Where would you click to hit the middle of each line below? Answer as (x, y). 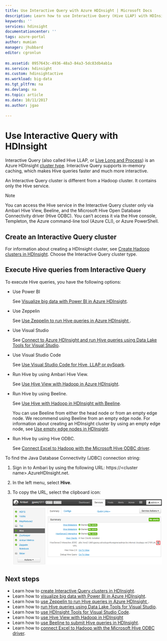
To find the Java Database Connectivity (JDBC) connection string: (73, 458)
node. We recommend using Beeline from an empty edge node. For (81, 418)
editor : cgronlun (23, 52)
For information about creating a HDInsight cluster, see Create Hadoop (78, 249)
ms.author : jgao (22, 105)
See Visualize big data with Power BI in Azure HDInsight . (70, 301)
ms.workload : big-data (29, 79)
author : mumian (21, 42)
